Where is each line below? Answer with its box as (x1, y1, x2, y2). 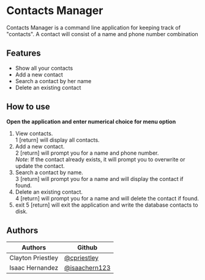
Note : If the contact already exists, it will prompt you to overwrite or (15, 155, 185, 163)
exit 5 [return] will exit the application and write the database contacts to (15, 201, 198, 208)
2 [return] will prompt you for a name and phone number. (15, 149, 159, 157)
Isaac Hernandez (9, 263, 59, 272)
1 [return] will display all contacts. (15, 136, 100, 144)
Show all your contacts (15, 64, 73, 72)
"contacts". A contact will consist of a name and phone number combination (6, 30, 199, 37)
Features (6, 48, 41, 59)
